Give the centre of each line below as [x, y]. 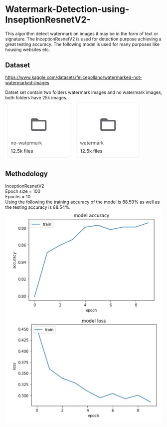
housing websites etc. [28, 49]
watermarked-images [27, 82]
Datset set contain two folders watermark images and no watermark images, [84, 92]
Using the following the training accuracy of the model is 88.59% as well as [83, 202]
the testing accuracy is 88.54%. [38, 207]
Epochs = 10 [18, 196]
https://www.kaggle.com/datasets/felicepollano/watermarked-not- [74, 77]
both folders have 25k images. [36, 97]
